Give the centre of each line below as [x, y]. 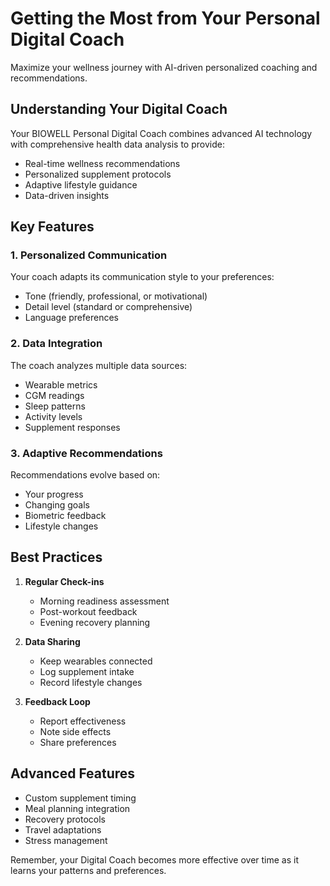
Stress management [66, 840]
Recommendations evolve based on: [85, 475]
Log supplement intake [87, 671]
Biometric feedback [65, 516]
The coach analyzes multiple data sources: [99, 365]
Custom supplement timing [80, 798]
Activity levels [53, 416]
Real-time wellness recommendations [102, 163]
